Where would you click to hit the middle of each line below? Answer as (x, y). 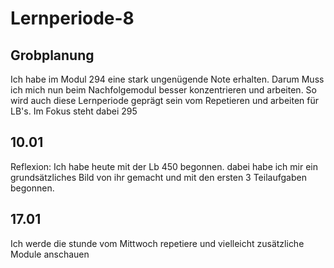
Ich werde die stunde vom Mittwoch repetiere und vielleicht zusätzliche (157, 243)
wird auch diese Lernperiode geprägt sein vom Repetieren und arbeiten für (165, 100)
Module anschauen (50, 254)
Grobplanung (52, 55)
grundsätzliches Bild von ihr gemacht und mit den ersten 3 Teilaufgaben (158, 177)
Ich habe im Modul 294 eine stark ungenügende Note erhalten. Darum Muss (167, 79)
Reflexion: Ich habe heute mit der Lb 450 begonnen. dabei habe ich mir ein (164, 166)
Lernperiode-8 (72, 18)
